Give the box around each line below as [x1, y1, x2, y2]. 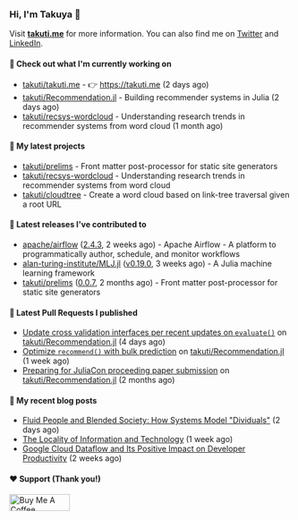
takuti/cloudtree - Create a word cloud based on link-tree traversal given [21, 189, 290, 200]
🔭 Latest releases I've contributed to [9, 219, 147, 230]
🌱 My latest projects [9, 141, 85, 151]
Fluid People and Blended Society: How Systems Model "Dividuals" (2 [21, 415, 280, 426]
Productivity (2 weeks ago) [21, 453, 123, 464]
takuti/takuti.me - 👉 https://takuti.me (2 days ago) [21, 79, 209, 90]
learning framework [21, 268, 96, 278]
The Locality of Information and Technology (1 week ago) [21, 434, 234, 445]
